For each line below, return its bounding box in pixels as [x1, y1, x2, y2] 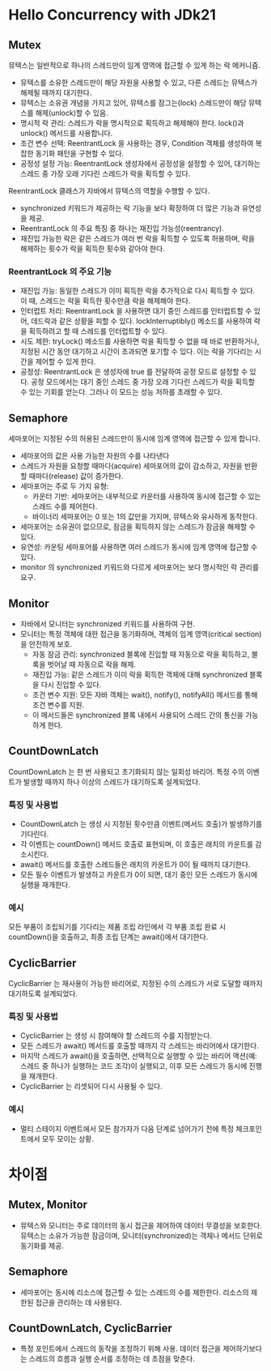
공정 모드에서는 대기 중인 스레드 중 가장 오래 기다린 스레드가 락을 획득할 [31, 377, 256, 387]
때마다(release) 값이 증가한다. [28, 472, 124, 481]
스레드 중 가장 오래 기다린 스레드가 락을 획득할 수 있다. [19, 169, 191, 178]
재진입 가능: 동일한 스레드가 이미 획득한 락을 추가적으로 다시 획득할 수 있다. [19, 286, 256, 296]
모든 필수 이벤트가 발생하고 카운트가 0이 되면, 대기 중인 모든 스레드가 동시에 [19, 869, 258, 880]
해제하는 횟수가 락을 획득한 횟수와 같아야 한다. [19, 244, 166, 253]
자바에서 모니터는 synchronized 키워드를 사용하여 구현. [19, 618, 196, 629]
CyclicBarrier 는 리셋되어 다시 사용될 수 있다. [19, 1082, 163, 1091]
